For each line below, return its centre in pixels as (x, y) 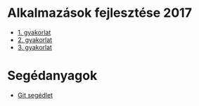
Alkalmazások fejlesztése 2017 (99, 13)
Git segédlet (35, 95)
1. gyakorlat (34, 32)
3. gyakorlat (35, 47)
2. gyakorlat (35, 39)
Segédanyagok (52, 76)
